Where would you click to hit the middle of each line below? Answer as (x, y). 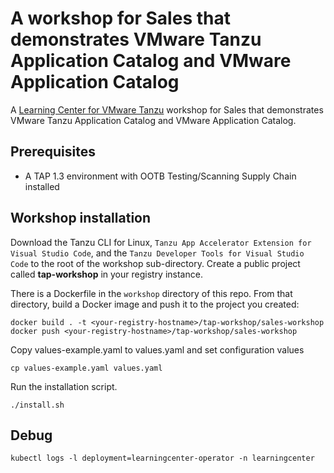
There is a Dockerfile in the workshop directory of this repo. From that (151, 293)
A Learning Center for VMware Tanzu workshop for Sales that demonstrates (167, 109)
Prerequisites (53, 152)
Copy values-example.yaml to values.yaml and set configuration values (157, 349)
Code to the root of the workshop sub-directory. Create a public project (155, 263)
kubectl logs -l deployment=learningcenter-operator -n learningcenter (162, 458)
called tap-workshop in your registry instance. (106, 274)
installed (42, 186)
